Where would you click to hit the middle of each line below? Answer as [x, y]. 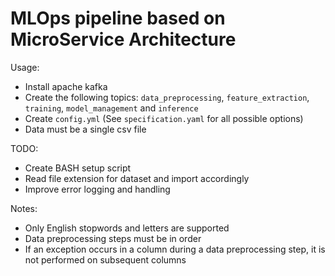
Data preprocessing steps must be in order [113, 238]
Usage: [25, 67]
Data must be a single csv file [85, 129]
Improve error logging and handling [97, 189]
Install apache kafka [66, 86]
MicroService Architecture [123, 39]
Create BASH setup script [78, 168]
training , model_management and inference [111, 108]
